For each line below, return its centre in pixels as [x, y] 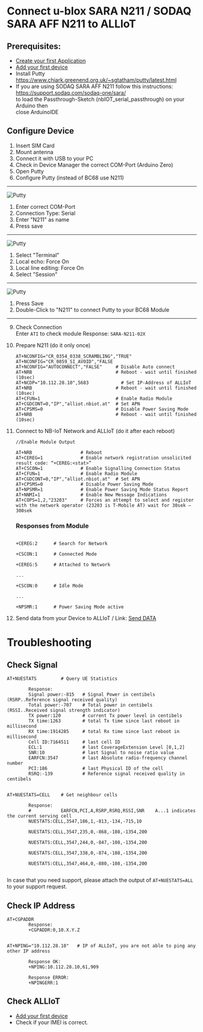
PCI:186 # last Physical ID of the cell [96, 769]
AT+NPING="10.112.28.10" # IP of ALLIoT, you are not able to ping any [101, 946]
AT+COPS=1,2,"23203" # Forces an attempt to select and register [105, 500]
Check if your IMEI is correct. [52, 1022]
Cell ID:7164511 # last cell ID [74, 742]
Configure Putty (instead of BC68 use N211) [70, 178]
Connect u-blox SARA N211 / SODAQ [99, 11]
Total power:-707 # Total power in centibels [91, 705]
